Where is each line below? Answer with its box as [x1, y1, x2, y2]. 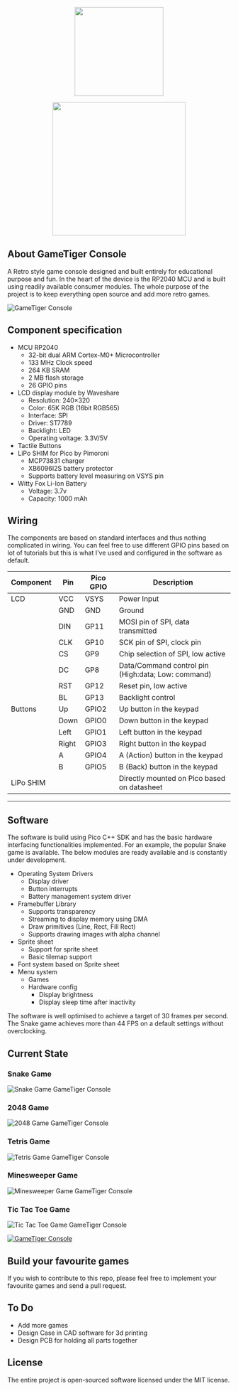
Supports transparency [28, 907, 96, 916]
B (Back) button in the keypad [118, 762, 218, 772]
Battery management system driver [28, 892, 132, 901]
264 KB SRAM [28, 366, 70, 374]
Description [152, 577, 193, 587]
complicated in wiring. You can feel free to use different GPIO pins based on [7, 541, 229, 550]
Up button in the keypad [118, 704, 199, 714]
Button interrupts [28, 885, 78, 893]
